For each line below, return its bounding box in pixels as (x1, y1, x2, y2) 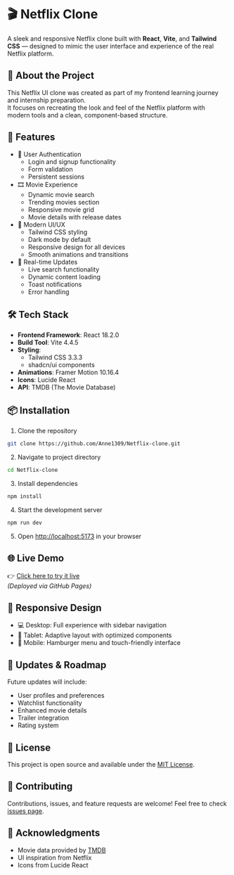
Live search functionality (27, 265, 100, 274)
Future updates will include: (7, 677, 87, 686)
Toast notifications (27, 280, 82, 288)
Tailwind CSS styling (27, 227, 88, 236)
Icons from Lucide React (17, 860, 89, 869)
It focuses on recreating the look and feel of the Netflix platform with (7, 103, 205, 112)
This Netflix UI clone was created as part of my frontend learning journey (7, 88, 219, 96)
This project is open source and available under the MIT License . (7, 760, 195, 768)
